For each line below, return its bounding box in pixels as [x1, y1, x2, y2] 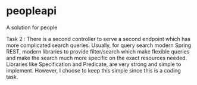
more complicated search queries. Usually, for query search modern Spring [6, 42, 192, 49]
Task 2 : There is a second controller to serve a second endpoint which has [6, 35, 191, 42]
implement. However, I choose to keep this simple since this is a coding [6, 67, 182, 74]
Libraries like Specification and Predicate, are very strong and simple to [6, 61, 182, 68]
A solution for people [6, 24, 58, 31]
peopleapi [6, 4, 57, 18]
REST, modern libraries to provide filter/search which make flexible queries [6, 48, 190, 55]
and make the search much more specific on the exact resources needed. [6, 54, 187, 61]
